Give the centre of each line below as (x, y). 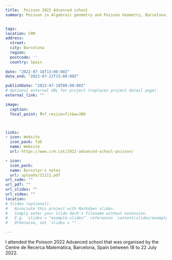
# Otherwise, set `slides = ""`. (43, 223)
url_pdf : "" (18, 185)
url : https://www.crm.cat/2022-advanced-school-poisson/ (72, 152)
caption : (19, 109)
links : (12, 132)
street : (18, 43)
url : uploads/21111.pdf (35, 175)
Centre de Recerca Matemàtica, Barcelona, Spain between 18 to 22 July (81, 247)
